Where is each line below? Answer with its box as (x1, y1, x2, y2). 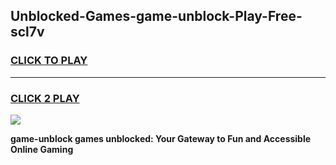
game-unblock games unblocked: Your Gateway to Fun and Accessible (10, 132, 312, 144)
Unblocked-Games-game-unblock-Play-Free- (10, 8, 303, 25)
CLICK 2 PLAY (10, 91, 80, 105)
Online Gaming (10, 143, 74, 155)
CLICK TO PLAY (10, 54, 88, 68)
